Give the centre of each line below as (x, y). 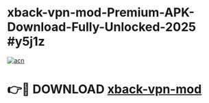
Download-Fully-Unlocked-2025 (102, 27)
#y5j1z (26, 42)
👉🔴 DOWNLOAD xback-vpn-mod (104, 89)
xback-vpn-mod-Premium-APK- (101, 13)
